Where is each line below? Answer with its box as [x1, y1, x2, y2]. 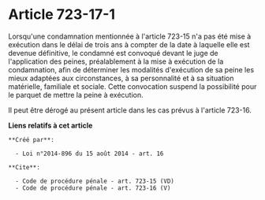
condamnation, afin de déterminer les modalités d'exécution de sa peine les [8, 65, 255, 74]
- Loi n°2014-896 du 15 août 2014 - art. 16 [15, 150, 164, 157]
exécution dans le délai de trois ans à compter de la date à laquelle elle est [8, 39, 250, 49]
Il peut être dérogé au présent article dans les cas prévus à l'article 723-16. [8, 105, 252, 115]
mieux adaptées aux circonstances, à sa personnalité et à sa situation [8, 73, 234, 83]
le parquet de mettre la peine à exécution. [8, 90, 144, 99]
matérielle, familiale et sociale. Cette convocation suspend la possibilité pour [8, 81, 257, 91]
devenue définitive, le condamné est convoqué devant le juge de [8, 48, 218, 57]
